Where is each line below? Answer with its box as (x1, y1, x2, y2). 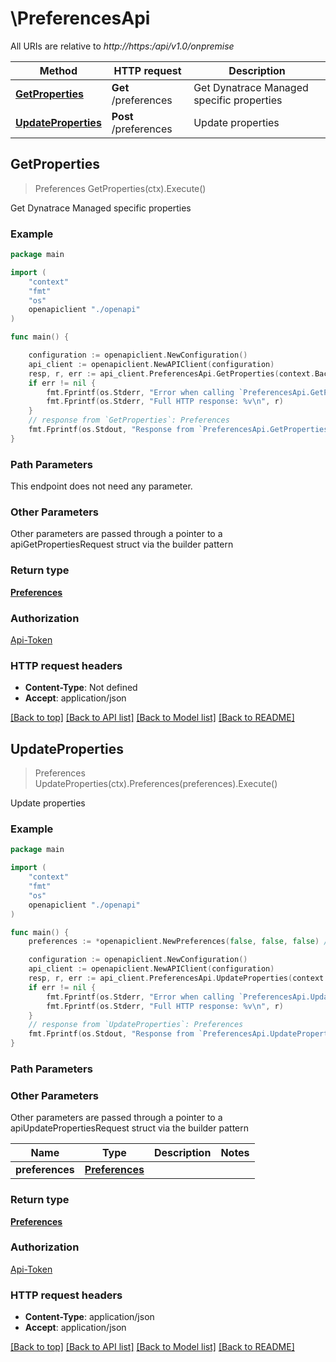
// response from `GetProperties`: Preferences (28, 415, 230, 426)
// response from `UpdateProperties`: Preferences (28, 1020, 244, 1030)
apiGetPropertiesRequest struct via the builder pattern (10, 538, 234, 551)
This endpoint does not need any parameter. (10, 480, 193, 492)
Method (39, 63, 78, 77)
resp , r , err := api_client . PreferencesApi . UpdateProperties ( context (28, 973, 325, 984)
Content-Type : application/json (24, 1311, 155, 1323)
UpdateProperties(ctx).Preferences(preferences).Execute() (34, 778, 278, 790)
